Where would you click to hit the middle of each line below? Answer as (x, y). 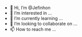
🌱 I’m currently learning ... (36, 18)
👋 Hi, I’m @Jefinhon (30, 8)
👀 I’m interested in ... (31, 13)
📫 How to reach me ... (33, 29)
